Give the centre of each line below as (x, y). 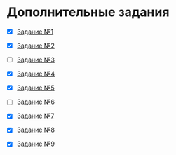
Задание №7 (35, 116)
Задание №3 (36, 60)
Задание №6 (36, 102)
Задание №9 (36, 144)
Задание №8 (36, 130)
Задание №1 (35, 32)
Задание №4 (36, 74)
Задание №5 (35, 88)
